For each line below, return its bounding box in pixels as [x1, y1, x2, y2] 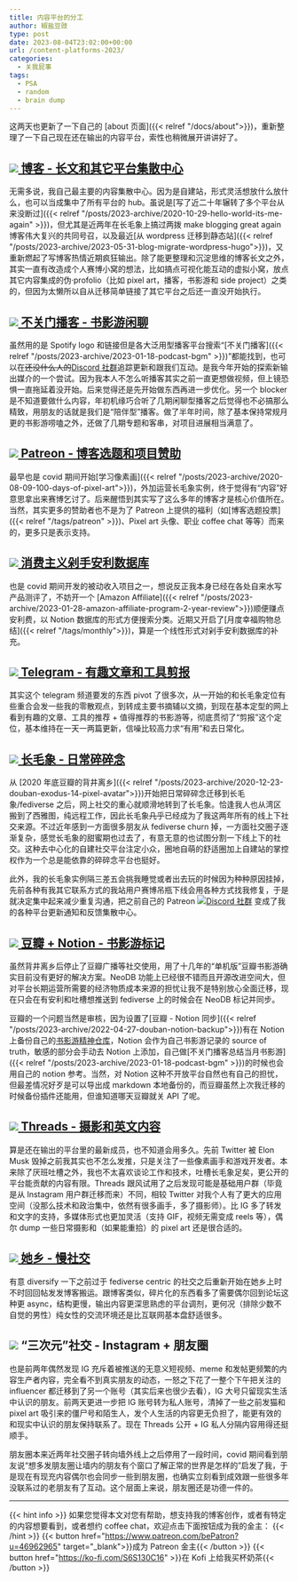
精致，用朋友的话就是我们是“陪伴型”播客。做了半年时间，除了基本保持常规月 [9, 406, 288, 417]
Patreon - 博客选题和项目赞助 [20, 446, 182, 461]
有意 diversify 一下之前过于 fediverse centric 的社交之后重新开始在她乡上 [9, 1276, 275, 1287]
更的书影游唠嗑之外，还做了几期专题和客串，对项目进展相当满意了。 [9, 418, 258, 427]
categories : [9, 54, 53, 63]
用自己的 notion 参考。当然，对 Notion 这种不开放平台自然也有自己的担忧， [9, 1068, 283, 1080]
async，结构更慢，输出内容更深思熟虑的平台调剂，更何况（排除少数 [26, 1298, 275, 1309]
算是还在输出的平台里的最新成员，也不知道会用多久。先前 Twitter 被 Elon [9, 1144, 275, 1155]
